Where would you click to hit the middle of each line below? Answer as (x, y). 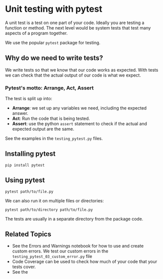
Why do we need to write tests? (54, 58)
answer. (20, 113)
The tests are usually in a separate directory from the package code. (74, 219)
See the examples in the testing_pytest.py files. (54, 139)
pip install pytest (25, 165)
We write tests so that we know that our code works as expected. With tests (82, 70)
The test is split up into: (29, 99)
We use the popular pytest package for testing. (53, 42)
